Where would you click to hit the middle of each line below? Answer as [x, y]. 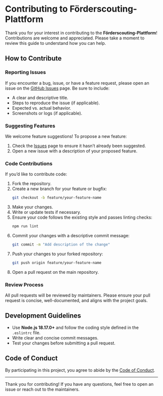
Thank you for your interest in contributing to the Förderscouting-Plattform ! [81, 33]
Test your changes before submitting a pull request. [64, 343]
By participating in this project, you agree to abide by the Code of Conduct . [80, 370]
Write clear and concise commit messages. [55, 338]
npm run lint [25, 226]
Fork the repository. [32, 184]
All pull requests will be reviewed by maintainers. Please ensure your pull [78, 295]
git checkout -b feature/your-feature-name [57, 198]
